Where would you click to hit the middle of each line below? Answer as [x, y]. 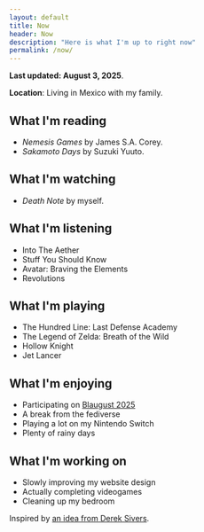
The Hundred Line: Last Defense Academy [100, 327]
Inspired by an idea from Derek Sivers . [79, 518]
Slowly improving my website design [89, 482]
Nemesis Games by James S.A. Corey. [92, 142]
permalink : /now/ [41, 51]
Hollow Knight [47, 346]
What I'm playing [57, 305]
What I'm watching [63, 180]
